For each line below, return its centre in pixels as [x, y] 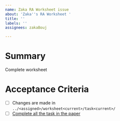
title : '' [15, 19]
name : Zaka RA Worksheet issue [37, 10]
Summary [25, 56]
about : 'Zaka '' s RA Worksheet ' [38, 14]
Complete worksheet [26, 70]
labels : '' [16, 23]
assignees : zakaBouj [26, 28]
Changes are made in [34, 103]
